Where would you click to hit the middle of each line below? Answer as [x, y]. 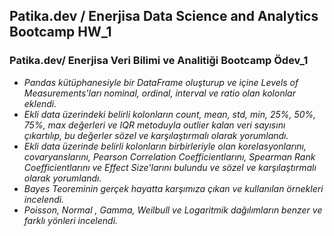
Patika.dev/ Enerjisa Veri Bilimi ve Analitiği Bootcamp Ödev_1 [159, 61]
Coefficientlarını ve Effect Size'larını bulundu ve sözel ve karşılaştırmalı [170, 167]
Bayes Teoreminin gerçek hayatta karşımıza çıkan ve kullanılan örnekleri [173, 188]
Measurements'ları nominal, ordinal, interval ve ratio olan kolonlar [159, 93]
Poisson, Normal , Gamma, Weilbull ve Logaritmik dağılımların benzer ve [173, 210]
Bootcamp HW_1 [60, 32]
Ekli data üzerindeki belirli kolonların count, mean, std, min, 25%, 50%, [170, 114]
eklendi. [40, 103]
